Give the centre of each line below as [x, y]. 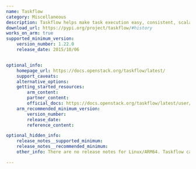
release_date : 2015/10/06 [48, 50]
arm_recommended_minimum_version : [58, 109]
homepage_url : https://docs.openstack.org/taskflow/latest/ [91, 71]
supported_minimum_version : [40, 39]
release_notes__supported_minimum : [60, 141]
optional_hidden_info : [34, 136]
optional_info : [24, 65]
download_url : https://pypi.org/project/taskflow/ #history [79, 28]
